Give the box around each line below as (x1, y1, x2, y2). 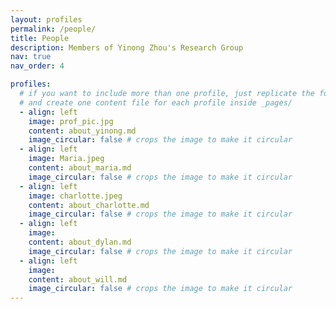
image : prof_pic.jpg (28, 116, 114, 126)
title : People (10, 33, 70, 43)
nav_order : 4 (10, 61, 65, 71)
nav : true (10, 52, 52, 62)
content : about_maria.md (28, 163, 132, 173)
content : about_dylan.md (28, 237, 132, 247)
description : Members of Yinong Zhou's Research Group (10, 42, 244, 53)
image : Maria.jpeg (28, 154, 105, 164)
